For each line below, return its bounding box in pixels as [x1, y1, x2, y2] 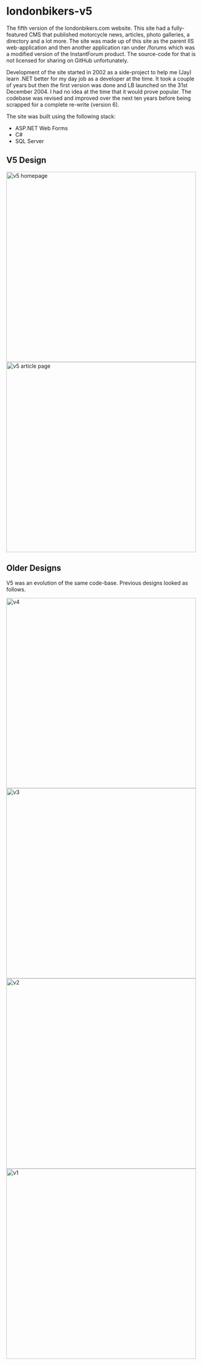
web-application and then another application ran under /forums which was [6, 44, 195, 51]
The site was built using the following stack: [6, 113, 116, 120]
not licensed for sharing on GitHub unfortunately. [6, 57, 129, 64]
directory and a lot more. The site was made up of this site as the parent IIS [6, 37, 194, 44]
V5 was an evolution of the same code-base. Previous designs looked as [6, 579, 188, 586]
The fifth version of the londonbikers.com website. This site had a [6, 24, 170, 32]
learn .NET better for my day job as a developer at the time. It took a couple [6, 75, 195, 82]
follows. [6, 586, 26, 593]
